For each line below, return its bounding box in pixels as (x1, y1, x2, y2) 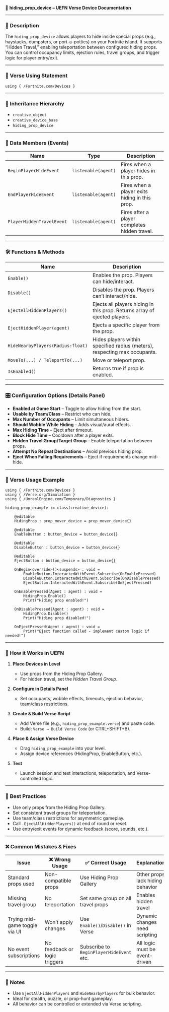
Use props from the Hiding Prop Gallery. (20, 670, 103, 677)
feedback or (44, 946, 74, 953)
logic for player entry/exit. (5, 55, 59, 61)
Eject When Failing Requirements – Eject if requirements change (12, 453, 148, 459)
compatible (44, 877, 71, 884)
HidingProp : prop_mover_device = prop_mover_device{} (14, 519, 132, 524)
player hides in (120, 167, 155, 174)
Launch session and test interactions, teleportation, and (20, 770, 136, 776)
